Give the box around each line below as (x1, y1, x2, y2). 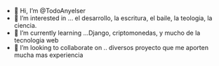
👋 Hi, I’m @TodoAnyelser (13, 7, 86, 15)
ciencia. (13, 22, 37, 29)
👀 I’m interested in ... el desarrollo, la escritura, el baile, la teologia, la (13, 14, 213, 22)
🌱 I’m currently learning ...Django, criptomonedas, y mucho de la (13, 28, 201, 37)
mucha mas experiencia (13, 51, 84, 59)
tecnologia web (13, 36, 59, 44)
